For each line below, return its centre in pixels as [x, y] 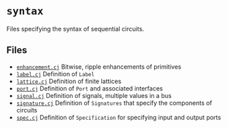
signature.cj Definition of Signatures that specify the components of [114, 103]
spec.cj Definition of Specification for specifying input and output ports [119, 117]
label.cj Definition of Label [55, 74]
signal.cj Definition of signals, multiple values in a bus [94, 95]
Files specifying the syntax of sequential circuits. [75, 29]
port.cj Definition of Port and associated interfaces [90, 88]
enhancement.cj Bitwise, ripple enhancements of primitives [99, 67]
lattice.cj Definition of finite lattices [69, 81]
